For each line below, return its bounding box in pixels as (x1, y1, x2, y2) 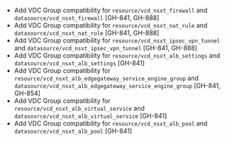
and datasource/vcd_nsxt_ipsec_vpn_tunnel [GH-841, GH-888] (13, 44, 197, 52)
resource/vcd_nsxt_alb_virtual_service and (13, 104, 145, 112)
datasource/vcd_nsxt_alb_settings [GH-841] (13, 59, 145, 67)
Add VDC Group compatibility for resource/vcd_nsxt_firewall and (13, 6, 208, 14)
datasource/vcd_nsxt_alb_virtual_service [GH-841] (13, 111, 167, 120)
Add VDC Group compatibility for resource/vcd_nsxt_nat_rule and (13, 21, 208, 29)
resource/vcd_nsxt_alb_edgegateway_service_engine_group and (13, 74, 199, 82)
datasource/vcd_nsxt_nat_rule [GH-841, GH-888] (13, 28, 160, 37)
